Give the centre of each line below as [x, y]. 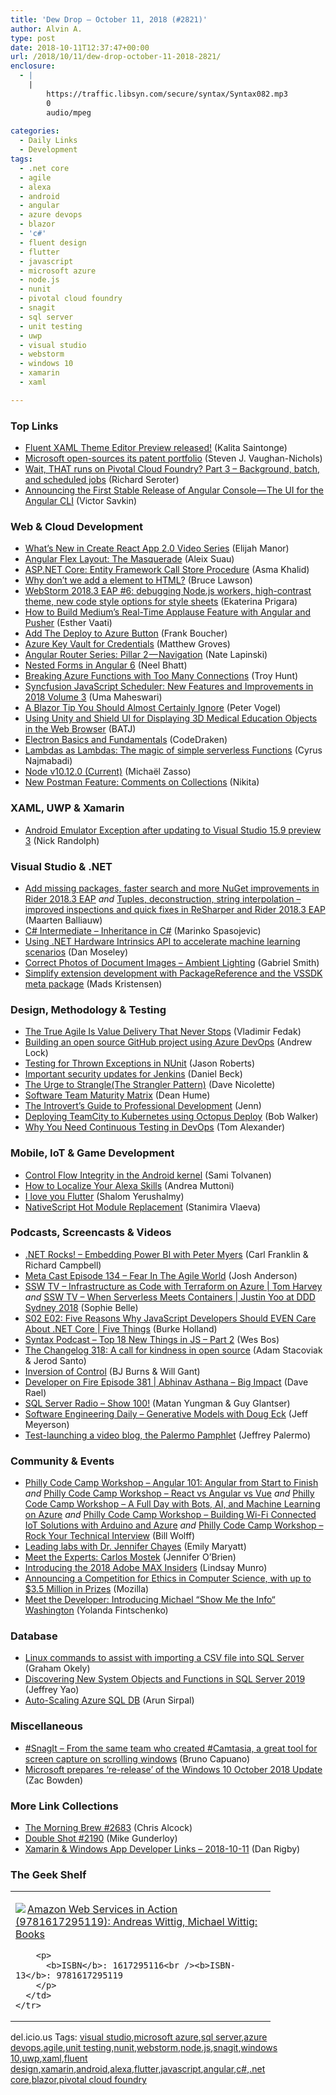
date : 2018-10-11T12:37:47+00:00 [80, 47]
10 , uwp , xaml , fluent [49, 2058]
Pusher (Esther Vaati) [68, 623]
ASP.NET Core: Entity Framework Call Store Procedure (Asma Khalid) [167, 570]
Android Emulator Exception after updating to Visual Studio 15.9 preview [173, 830]
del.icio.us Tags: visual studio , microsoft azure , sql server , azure [139, 2037]
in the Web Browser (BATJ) [80, 729]
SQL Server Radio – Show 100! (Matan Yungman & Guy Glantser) [157, 1403]
